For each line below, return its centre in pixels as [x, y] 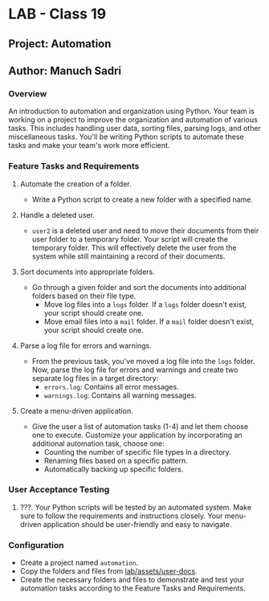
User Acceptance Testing [59, 489]
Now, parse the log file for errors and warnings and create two [135, 370]
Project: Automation [60, 44]
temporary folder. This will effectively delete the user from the [134, 247]
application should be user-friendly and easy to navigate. [137, 524]
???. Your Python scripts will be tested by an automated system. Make [135, 507]
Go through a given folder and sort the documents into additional [139, 287]
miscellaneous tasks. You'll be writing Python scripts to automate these [126, 137]
